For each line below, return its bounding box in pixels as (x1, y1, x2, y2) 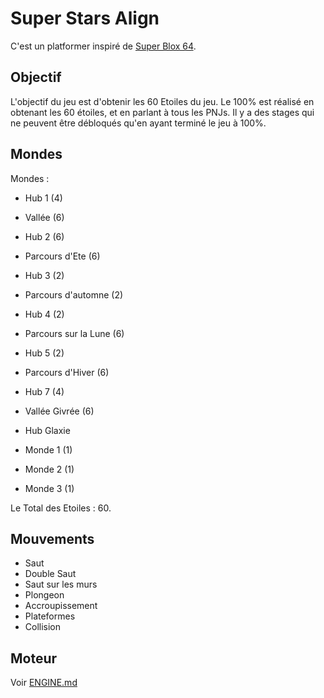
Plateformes (24, 610, 76, 622)
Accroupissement (24, 600, 98, 612)
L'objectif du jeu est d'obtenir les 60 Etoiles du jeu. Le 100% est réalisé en (10, 95, 315, 107)
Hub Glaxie (24, 424, 71, 436)
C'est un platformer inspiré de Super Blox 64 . (10, 40, 197, 52)
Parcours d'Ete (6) (24, 250, 101, 262)
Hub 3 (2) (24, 269, 65, 281)
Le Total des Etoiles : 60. (10, 502, 112, 514)
